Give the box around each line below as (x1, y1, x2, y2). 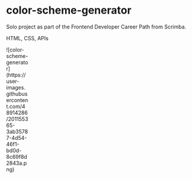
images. (6, 84, 25, 91)
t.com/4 (6, 103, 25, 110)
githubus (6, 90, 28, 97)
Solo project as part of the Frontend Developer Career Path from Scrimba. (6, 23, 187, 30)
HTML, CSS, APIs (6, 34, 49, 41)
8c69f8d (6, 153, 28, 160)
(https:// (6, 71, 26, 78)
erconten (6, 96, 28, 104)
